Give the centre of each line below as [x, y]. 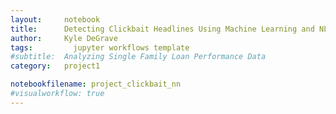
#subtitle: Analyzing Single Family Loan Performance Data [138, 57]
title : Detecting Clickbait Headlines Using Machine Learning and [162, 29]
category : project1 [55, 66]
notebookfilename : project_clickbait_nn [96, 84]
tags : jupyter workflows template [100, 47]
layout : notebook [55, 19]
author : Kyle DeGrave [64, 38]
